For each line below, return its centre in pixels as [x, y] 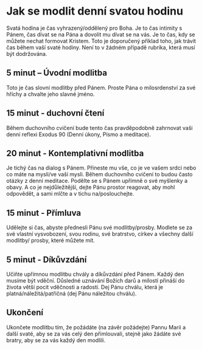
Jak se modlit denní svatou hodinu [95, 11]
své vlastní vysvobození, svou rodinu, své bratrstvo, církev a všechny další [100, 234]
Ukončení [25, 313]
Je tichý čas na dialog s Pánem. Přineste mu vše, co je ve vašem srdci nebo [101, 168]
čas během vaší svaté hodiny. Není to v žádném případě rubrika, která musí [101, 47]
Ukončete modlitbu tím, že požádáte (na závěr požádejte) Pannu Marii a [96, 327]
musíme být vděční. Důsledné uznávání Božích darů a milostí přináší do [96, 280]
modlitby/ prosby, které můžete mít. [51, 241]
